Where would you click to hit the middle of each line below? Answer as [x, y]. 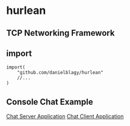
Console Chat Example [50, 101]
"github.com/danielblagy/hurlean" [60, 73]
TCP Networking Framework [60, 33]
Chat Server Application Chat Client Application [65, 116]
